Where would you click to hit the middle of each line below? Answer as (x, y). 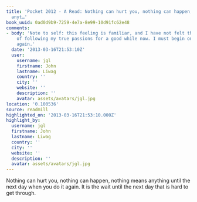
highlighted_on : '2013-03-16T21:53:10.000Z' (61, 115)
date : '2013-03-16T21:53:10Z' (48, 50)
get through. (21, 193)
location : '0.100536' (33, 104)
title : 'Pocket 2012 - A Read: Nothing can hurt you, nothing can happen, (99, 11)
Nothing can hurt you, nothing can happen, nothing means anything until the (98, 181)
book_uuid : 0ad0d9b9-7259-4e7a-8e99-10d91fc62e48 (68, 22)
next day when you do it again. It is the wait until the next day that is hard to (97, 187)
